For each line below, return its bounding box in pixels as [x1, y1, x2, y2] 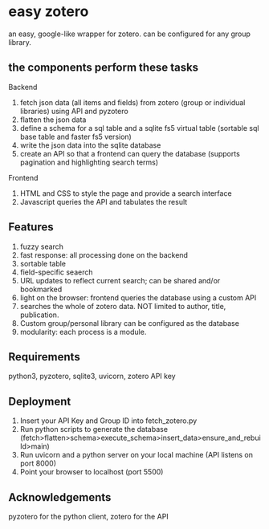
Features [8, 220, 54, 234]
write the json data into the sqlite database [19, 140, 161, 150]
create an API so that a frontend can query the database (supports [19, 149, 241, 158]
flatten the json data [19, 115, 87, 124]
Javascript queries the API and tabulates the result [19, 197, 188, 206]
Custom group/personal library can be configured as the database [19, 318, 239, 328]
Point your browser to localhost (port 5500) [19, 467, 164, 477]
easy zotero [8, 2, 89, 21]
